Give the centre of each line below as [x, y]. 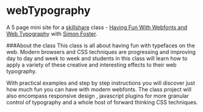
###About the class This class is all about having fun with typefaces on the [101, 45]
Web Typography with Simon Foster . [52, 33]
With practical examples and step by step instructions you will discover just [101, 83]
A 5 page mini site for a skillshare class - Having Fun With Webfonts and [97, 27]
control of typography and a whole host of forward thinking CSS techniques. [102, 102]
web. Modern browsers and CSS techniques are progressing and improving [101, 51]
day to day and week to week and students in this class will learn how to [97, 58]
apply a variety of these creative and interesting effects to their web [91, 65]
